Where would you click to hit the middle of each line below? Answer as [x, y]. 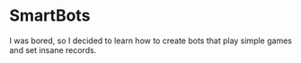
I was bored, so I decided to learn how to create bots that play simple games [150, 40]
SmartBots [50, 16]
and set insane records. [53, 49]
